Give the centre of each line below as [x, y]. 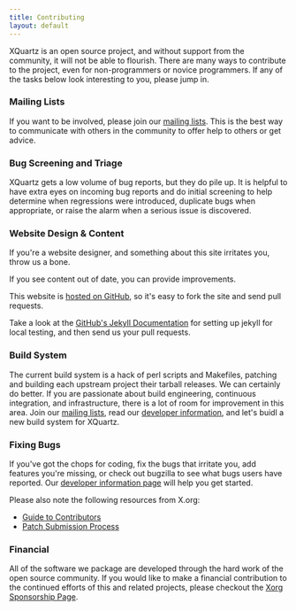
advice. [23, 140]
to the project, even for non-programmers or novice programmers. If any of [146, 70]
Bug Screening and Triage [66, 163]
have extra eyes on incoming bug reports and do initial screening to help [141, 192]
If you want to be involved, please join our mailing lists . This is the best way [146, 121]
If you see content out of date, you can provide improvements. [123, 279]
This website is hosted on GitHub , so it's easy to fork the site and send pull [145, 297]
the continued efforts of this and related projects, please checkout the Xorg [146, 588]
